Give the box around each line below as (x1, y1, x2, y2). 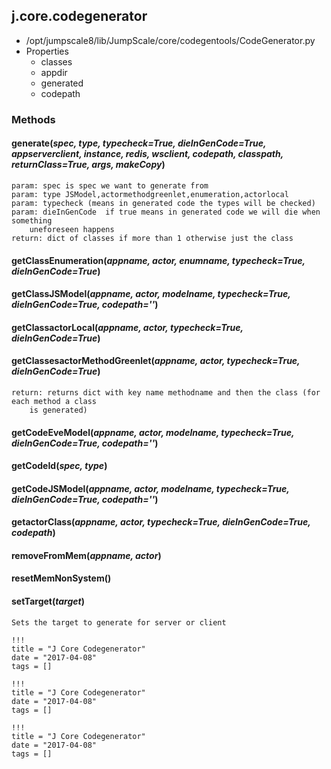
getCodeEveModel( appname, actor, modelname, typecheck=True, (11, 426, 295, 438)
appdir (40, 66, 68, 78)
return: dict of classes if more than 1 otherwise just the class (11, 233, 294, 243)
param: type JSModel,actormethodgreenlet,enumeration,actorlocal (11, 189, 289, 199)
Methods (11, 112, 56, 126)
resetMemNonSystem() (11, 572, 112, 584)
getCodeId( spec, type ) (11, 460, 108, 472)
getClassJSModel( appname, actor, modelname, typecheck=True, (11, 288, 291, 300)
